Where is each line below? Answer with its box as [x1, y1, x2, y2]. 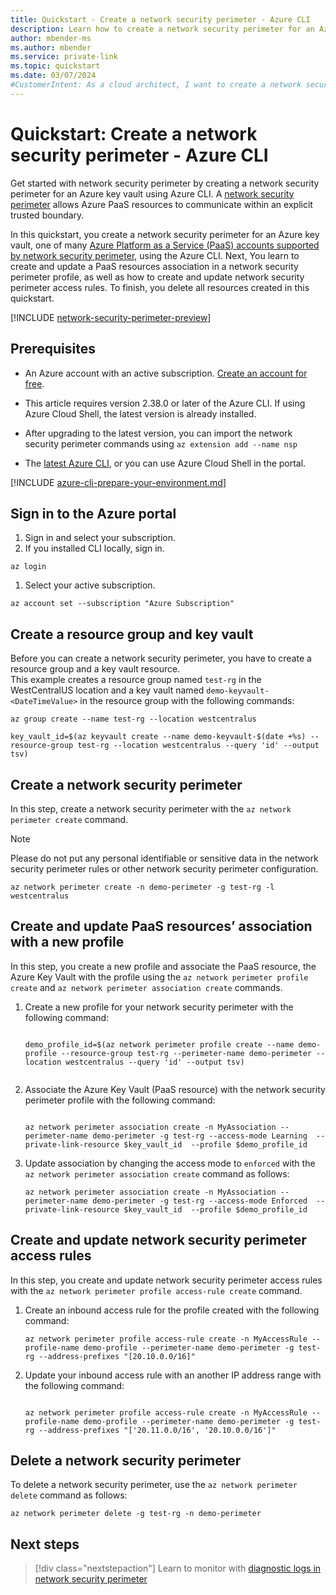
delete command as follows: [10, 1489, 128, 1501]
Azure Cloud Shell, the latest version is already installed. [24, 407, 257, 420]
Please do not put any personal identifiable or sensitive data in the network [10, 852, 319, 864]
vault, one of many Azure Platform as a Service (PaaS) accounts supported [10, 239, 320, 251]
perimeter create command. [10, 813, 129, 825]
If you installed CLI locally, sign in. [24, 542, 165, 555]
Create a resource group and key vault [10, 626, 254, 643]
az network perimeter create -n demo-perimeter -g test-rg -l [10, 882, 275, 892]
